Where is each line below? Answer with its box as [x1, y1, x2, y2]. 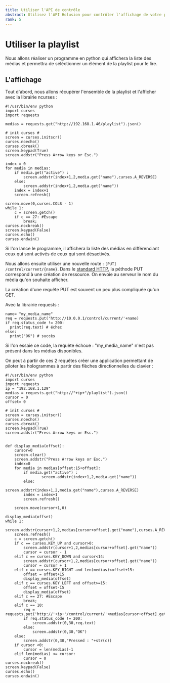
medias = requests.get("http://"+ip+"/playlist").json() [5, 390, 128, 396]
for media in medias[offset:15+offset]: [14, 466, 101, 471]
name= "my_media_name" [5, 311, 53, 316]
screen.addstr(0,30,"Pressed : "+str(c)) [23, 638, 112, 644]
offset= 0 [5, 399, 26, 404]
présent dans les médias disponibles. [5, 348, 83, 354]
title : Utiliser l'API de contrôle [5, 7, 80, 13]
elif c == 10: [14, 603, 44, 608]
